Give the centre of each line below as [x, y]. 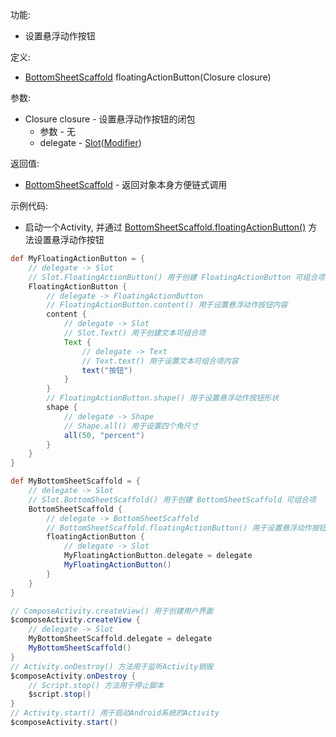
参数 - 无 [57, 131]
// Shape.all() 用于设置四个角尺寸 [131, 426]
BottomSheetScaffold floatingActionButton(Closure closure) [148, 77]
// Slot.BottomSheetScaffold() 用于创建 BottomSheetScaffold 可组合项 [172, 499]
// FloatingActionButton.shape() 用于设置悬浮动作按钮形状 [163, 398]
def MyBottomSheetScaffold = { [75, 481]
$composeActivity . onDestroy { [73, 676]
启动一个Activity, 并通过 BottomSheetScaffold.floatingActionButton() [165, 227]
